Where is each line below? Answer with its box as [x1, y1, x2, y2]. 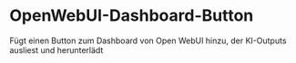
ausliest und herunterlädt [9, 44, 104, 55]
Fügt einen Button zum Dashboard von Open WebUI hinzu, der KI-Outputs [9, 35, 287, 46]
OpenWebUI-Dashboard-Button [9, 5, 254, 26]
